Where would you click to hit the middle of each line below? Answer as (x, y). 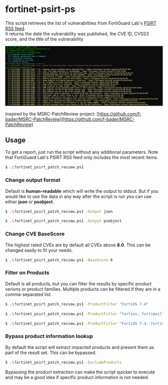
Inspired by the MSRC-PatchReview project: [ (52, 114)
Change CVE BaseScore (35, 234)
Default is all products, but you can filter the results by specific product (78, 283)
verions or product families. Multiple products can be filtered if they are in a (83, 289)
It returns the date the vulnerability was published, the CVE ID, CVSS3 (77, 34)
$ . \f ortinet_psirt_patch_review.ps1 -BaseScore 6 (59, 260)
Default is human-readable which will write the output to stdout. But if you (82, 191)
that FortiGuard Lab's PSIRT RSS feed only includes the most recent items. (82, 157)
